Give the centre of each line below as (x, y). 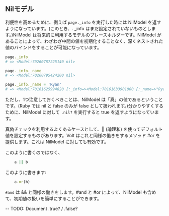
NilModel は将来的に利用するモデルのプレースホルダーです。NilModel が (87, 35)
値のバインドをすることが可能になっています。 (53, 47)
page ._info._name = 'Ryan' (33, 85)
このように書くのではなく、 (34, 152)
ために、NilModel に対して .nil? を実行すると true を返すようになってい (80, 112)
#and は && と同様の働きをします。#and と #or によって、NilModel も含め (81, 192)
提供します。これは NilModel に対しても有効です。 (57, 142)
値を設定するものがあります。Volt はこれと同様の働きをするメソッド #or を (83, 136)
